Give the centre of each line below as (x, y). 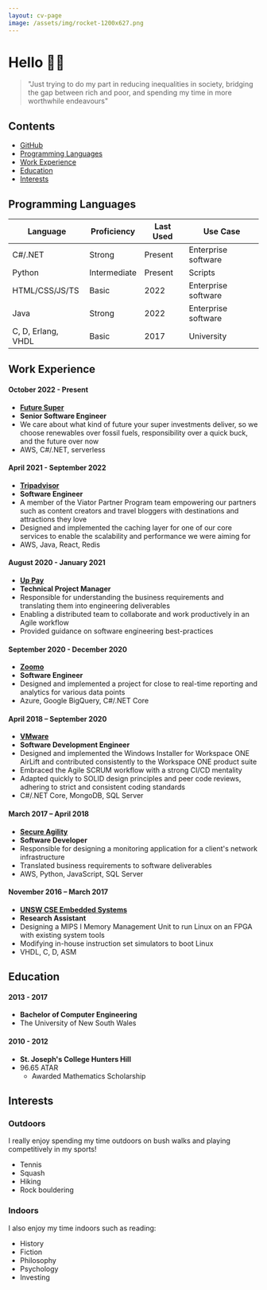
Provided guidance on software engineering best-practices (116, 631)
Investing (35, 1277)
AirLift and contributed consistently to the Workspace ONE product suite (138, 762)
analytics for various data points (72, 692)
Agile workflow (44, 623)
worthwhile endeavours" (68, 101)
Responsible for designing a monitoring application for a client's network (139, 848)
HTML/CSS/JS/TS (46, 291)
